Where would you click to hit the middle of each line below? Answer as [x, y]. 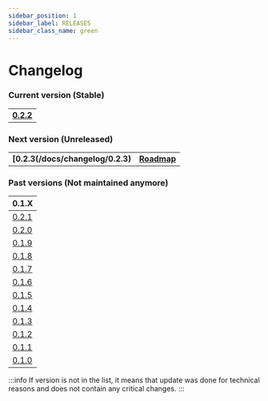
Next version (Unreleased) [61, 139]
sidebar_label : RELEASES [50, 23]
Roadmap [158, 159]
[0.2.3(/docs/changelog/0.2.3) [72, 159]
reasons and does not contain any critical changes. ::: [97, 389]
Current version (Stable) [56, 95]
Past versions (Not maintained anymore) [88, 183]
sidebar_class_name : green [53, 30]
